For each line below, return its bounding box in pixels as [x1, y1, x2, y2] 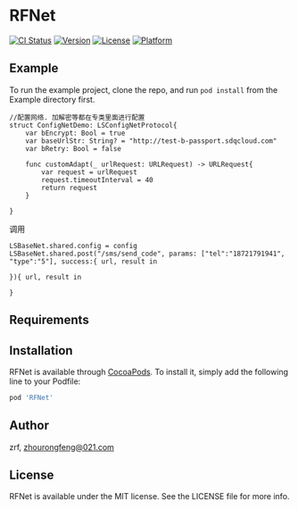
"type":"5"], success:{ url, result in [9, 256, 158, 266]
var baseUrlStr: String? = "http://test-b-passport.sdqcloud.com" [25, 136, 277, 146]
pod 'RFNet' [9, 393, 54, 402]
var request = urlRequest [41, 167, 138, 177]
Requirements [9, 313, 89, 328]
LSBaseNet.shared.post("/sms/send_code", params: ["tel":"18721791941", [9, 249, 286, 258]
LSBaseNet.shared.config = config [9, 241, 138, 250]
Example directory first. [9, 94, 95, 104]
